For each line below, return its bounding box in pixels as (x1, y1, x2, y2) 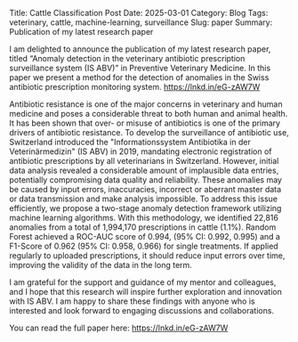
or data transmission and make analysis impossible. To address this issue (9, 193, 278, 204)
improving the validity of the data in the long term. (9, 260, 193, 270)
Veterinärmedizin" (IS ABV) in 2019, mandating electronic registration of (9, 146, 272, 157)
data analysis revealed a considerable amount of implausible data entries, (9, 165, 279, 175)
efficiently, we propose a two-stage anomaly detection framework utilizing (9, 203, 282, 213)
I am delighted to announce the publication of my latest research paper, (9, 44, 271, 54)
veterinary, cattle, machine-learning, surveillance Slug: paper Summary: (9, 17, 273, 28)
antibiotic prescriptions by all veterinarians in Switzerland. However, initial (9, 156, 279, 166)
